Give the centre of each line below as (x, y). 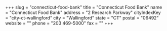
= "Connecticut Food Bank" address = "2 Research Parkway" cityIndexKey (83, 12)
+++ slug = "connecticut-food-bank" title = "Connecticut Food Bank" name (84, 7)
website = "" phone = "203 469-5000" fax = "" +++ (59, 23)
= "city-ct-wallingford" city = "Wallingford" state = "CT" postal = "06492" (82, 18)
